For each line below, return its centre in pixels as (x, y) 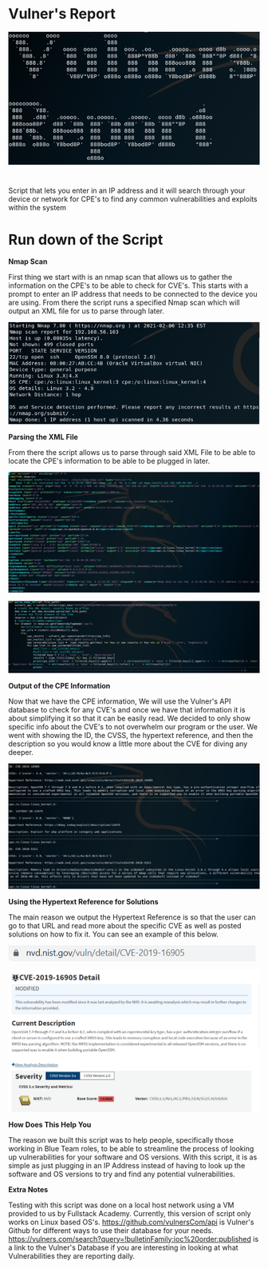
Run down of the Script (86, 239)
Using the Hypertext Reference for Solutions (83, 901)
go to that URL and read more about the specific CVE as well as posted (125, 925)
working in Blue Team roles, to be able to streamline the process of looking (131, 1148)
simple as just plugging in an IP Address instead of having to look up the (127, 1165)
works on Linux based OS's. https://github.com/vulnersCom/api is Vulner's (131, 1222)
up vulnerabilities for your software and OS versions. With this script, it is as (133, 1157)
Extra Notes (28, 1189)
